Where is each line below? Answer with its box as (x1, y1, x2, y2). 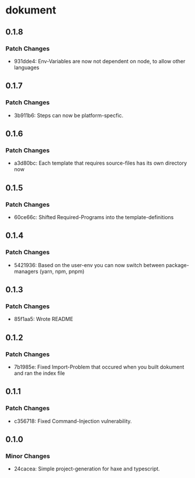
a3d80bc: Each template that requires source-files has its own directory (13, 159, 187, 167)
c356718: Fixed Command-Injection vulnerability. (13, 417, 132, 425)
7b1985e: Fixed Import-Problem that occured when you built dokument (13, 364, 184, 370)
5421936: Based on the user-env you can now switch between (13, 261, 165, 268)
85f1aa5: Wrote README (13, 316, 74, 323)
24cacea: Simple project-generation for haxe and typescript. (13, 465, 160, 472)
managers (13, 268, 39, 275)
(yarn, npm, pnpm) (39, 268, 85, 275)
